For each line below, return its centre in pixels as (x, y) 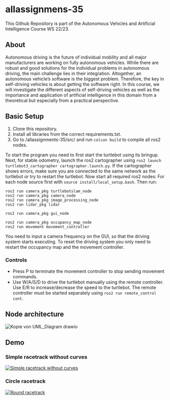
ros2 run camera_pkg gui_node (37, 213)
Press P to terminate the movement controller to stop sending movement (89, 271)
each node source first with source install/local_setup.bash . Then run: (81, 182)
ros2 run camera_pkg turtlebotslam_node (49, 191)
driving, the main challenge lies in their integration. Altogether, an (73, 73)
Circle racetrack (25, 381)
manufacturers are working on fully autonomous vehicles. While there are (82, 63)
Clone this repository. (35, 129)
